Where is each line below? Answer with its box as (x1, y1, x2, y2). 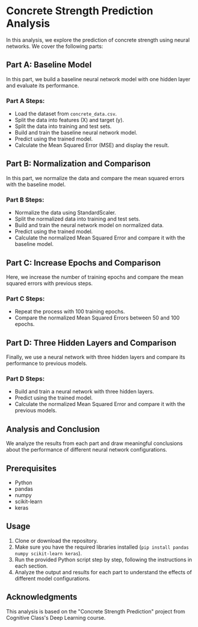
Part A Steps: (6, 97, 46, 105)
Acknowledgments (6, 592, 78, 602)
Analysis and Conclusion (6, 424, 100, 434)
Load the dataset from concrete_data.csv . (14, 110, 117, 117)
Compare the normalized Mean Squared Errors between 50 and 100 (14, 314, 180, 321)
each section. (14, 562, 48, 570)
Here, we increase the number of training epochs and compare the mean (6, 273, 184, 280)
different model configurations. (14, 575, 90, 582)
